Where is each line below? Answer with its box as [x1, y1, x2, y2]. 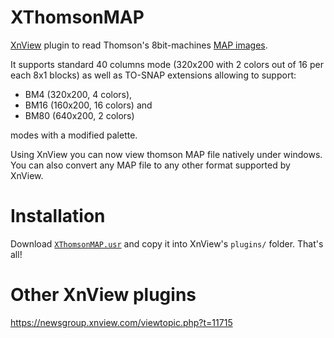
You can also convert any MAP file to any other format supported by [10, 159, 291, 171]
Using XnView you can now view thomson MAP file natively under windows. [10, 148, 323, 160]
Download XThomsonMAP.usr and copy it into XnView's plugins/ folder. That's [10, 237, 324, 250]
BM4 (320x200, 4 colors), [24, 88, 133, 100]
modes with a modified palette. [10, 129, 138, 141]
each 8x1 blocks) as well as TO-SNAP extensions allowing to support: [10, 69, 297, 81]
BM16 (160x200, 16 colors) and [24, 99, 153, 111]
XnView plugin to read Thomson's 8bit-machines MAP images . [10, 39, 268, 51]
